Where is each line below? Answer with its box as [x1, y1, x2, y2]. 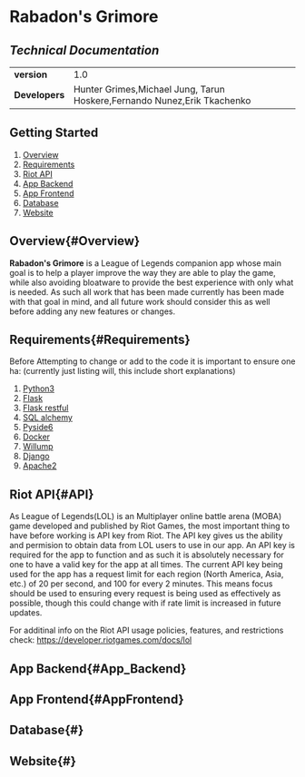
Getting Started [9, 125, 99, 141]
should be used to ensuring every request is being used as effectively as [9, 588, 281, 599]
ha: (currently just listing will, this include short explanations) [9, 366, 236, 377]
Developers [14, 89, 65, 101]
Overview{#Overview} [9, 233, 141, 249]
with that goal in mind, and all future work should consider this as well [9, 296, 271, 307]
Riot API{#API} [9, 487, 94, 502]
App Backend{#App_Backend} [9, 661, 187, 676]
